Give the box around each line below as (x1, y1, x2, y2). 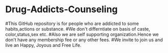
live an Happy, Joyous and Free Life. (5, 42, 81, 48)
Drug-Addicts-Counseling (5, 4, 118, 15)
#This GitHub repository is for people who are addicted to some (5, 20, 139, 26)
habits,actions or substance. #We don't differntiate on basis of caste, (5, 25, 150, 32)
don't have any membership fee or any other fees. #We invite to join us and (5, 37, 163, 43)
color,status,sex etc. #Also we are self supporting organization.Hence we (5, 31, 159, 37)
